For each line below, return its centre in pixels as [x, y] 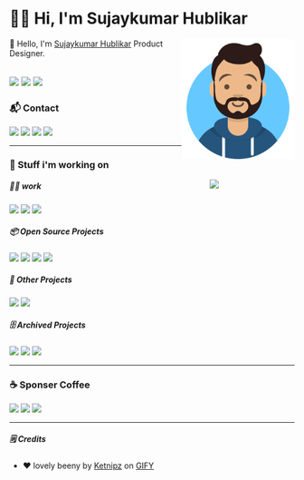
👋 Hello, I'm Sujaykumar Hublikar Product [86, 44]
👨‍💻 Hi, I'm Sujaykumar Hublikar [129, 19]
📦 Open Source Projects [57, 231]
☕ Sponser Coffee [50, 385]
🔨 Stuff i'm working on [59, 164]
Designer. [27, 53]
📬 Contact [34, 108]
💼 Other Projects [41, 279]
